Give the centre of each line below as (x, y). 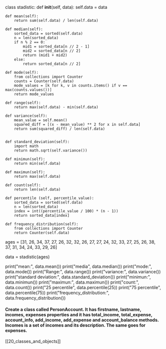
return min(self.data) (37, 163)
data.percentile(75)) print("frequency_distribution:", (57, 293)
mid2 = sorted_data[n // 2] (52, 51)
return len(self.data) (37, 190)
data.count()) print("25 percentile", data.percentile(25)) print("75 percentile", (83, 287)
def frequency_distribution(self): (42, 224)
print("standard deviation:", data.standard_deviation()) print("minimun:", (78, 277)
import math (26, 146)
